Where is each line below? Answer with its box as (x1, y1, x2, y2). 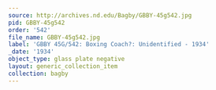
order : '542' (8, 26, 51, 34)
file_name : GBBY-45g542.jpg (8, 33, 101, 41)
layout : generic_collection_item (8, 63, 118, 70)
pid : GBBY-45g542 (8, 19, 65, 27)
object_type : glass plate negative (8, 56, 125, 63)
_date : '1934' (8, 48, 55, 56)
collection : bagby (8, 70, 69, 77)
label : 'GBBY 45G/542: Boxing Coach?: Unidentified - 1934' (8, 41, 210, 49)
